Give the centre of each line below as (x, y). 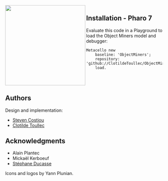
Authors (18, 98)
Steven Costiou (28, 120)
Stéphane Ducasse (32, 164)
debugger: (97, 41)
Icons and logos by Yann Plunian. (39, 173)
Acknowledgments (35, 141)
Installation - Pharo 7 (119, 18)
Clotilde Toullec (28, 125)
